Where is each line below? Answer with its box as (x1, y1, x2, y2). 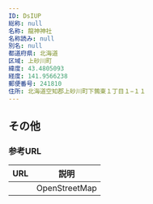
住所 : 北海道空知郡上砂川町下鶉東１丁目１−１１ (8, 87, 147, 96)
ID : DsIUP (8, 11, 42, 20)
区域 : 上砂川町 (8, 57, 53, 66)
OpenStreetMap (36, 183, 97, 194)
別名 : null (8, 42, 43, 50)
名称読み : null (8, 34, 55, 43)
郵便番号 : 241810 (8, 79, 62, 87)
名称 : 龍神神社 (8, 27, 53, 35)
